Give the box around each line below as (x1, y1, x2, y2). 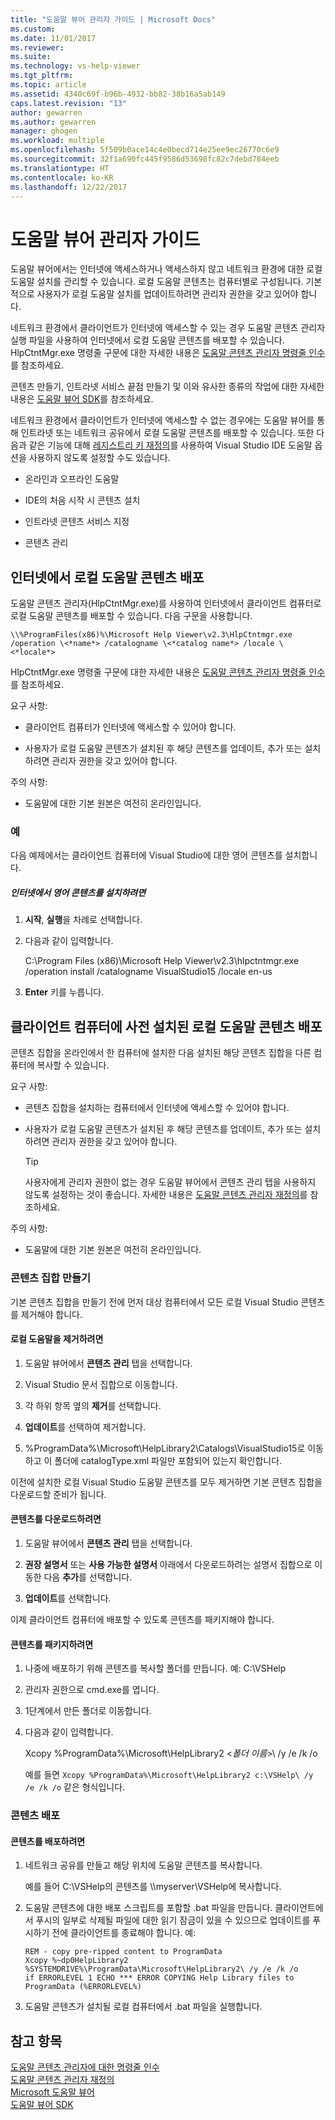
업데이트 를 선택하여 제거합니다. (24, 1421, 147, 1433)
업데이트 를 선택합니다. (24, 1592, 112, 1604)
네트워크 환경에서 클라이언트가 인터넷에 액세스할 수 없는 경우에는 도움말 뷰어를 (10, 414, 315, 426)
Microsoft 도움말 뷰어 (10, 2086, 95, 2098)
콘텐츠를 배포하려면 (10, 1835, 86, 1847)
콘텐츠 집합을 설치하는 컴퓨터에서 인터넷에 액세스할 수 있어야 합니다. (24, 1102, 290, 1114)
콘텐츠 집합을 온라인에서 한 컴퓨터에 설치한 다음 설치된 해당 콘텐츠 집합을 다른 (10, 1047, 312, 1059)
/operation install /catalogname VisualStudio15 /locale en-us (24, 966, 273, 978)
